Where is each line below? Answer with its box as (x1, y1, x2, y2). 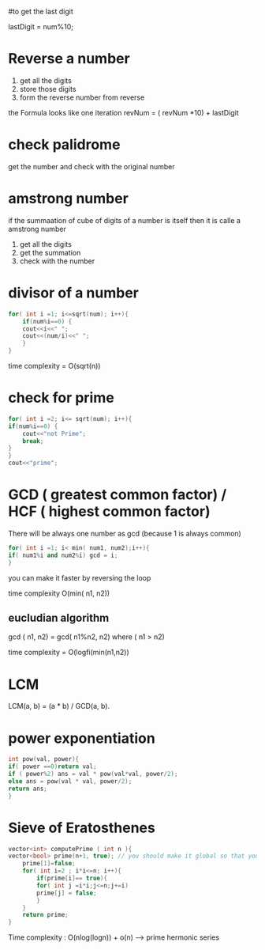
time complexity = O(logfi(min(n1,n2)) (8, 648, 130, 657)
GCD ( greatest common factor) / (8, 486, 227, 504)
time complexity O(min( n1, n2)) (8, 589, 110, 598)
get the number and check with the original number (8, 161, 175, 171)
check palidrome (8, 136, 121, 153)
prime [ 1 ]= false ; (22, 860, 77, 868)
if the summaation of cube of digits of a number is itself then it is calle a (8, 215, 241, 225)
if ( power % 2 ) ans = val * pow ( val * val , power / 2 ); (8, 770, 178, 778)
